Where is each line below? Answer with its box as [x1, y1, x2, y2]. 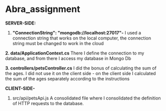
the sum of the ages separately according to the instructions [5, 75, 130, 81]
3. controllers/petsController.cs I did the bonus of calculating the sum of [5, 65, 156, 71]
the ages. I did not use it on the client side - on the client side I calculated [5, 70, 156, 76]
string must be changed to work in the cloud [12, 40, 104, 46]
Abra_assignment [5, 3, 80, 15]
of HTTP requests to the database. [12, 100, 84, 106]
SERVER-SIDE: [5, 20, 36, 26]
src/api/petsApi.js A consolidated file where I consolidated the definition [12, 95, 161, 101]
